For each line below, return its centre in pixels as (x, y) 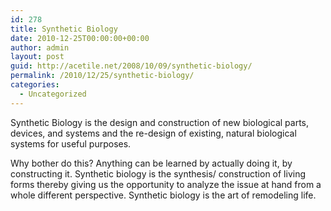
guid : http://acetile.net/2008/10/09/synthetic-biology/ (131, 66)
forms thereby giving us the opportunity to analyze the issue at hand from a (166, 184)
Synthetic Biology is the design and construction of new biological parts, (160, 122)
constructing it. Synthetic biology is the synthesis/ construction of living (158, 173)
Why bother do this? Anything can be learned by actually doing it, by (151, 163)
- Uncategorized (53, 94)
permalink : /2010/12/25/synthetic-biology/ (102, 76)
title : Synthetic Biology (64, 29)
